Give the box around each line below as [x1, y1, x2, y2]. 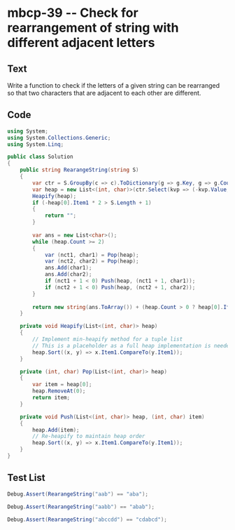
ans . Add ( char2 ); [44, 271, 92, 278]
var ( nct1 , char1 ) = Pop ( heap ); [44, 251, 139, 258]
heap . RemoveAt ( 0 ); [32, 387, 86, 395]
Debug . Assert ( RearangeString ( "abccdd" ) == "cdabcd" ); [7, 516, 168, 523]
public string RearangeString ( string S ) [20, 166, 139, 173]
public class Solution [7, 153, 73, 161]
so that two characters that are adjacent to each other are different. [7, 89, 201, 97]
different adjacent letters [7, 35, 155, 51]
